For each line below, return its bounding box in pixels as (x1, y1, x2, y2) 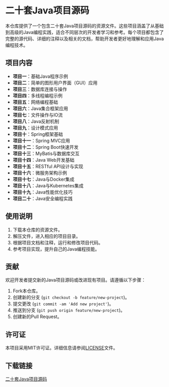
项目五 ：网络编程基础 (12, 99, 58, 105)
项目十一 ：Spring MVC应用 (12, 137, 70, 144)
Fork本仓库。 (12, 288, 41, 294)
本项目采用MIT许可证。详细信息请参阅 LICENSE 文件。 (5, 345, 118, 351)
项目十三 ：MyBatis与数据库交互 (12, 150, 80, 156)
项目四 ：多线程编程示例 (12, 92, 63, 98)
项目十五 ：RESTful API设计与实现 (12, 163, 84, 169)
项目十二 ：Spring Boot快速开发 (12, 144, 79, 150)
